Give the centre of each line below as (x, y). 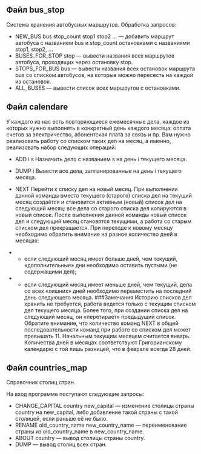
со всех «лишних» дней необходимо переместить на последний (108, 291)
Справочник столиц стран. (41, 382)
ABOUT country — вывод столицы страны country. (80, 438)
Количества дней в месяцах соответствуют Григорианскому (103, 342)
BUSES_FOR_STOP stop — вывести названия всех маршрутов (95, 55)
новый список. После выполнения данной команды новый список (101, 215)
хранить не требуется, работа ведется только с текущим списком (110, 304)
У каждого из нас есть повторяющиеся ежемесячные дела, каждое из (98, 121)
